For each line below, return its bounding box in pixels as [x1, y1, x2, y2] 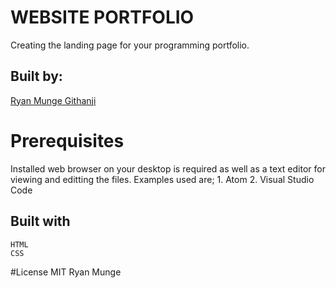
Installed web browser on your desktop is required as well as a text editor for [10, 162, 326, 175]
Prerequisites [10, 129, 125, 152]
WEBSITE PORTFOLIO [10, 6, 195, 29]
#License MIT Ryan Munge [10, 266, 122, 278]
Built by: [10, 68, 63, 85]
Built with [10, 213, 71, 230]
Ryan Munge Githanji [10, 94, 97, 106]
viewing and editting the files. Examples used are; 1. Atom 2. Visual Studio [10, 173, 315, 185]
